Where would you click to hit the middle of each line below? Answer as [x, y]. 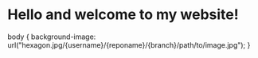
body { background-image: [52, 37]
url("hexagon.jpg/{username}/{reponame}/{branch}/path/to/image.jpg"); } [129, 44]
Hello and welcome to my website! [123, 15]
